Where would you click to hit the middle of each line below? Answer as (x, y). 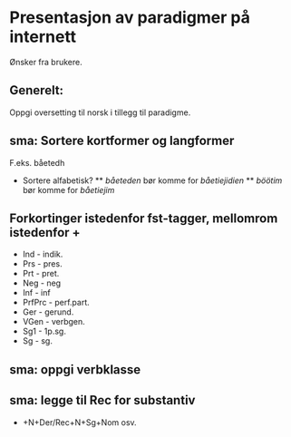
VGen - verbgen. (54, 322)
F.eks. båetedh (37, 162)
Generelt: (37, 90)
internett (43, 37)
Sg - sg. (37, 341)
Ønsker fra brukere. (46, 62)
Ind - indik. (43, 254)
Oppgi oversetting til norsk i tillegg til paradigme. (100, 112)
